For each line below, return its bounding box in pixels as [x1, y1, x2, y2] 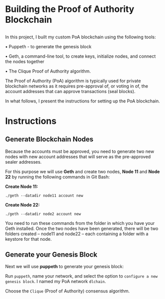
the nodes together [5, 58, 45, 64]
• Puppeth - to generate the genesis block [5, 43, 92, 49]
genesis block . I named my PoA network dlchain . [5, 279, 106, 285]
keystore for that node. [5, 236, 52, 242]
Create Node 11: [5, 183, 38, 190]
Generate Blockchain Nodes [5, 135, 93, 144]
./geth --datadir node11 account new [5, 193, 83, 198]
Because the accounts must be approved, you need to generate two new [5, 148, 155, 154]
